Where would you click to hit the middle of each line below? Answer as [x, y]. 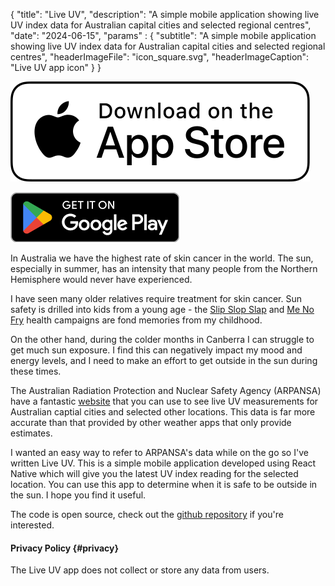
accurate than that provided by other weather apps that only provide [151, 422]
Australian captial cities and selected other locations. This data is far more [163, 412]
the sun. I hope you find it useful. [78, 495]
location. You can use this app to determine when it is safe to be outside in [164, 484]
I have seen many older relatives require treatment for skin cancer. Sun [156, 298]
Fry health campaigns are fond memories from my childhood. [136, 320]
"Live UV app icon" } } [56, 67]
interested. [32, 525]
